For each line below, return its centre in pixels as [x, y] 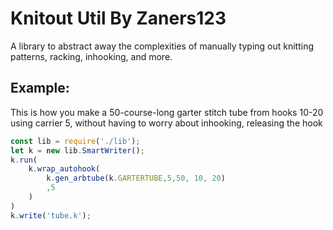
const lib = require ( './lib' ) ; [75, 141]
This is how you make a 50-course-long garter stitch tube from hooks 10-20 [167, 112]
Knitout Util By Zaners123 [118, 18]
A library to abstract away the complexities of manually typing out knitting [162, 46]
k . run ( [24, 160]
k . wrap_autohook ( [64, 169]
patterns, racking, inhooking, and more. [91, 56]
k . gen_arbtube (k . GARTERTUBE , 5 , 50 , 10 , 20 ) [136, 178]
